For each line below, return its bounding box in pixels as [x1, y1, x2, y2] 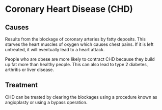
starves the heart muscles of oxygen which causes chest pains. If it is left [5, 41, 154, 47]
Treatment [5, 81, 38, 89]
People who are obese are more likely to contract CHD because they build [5, 56, 155, 62]
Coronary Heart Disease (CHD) [5, 3, 134, 15]
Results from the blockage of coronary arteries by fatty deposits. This [5, 36, 146, 42]
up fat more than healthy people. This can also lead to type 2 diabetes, [5, 62, 148, 67]
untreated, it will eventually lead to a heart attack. [5, 47, 105, 52]
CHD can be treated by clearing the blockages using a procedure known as [5, 94, 158, 100]
